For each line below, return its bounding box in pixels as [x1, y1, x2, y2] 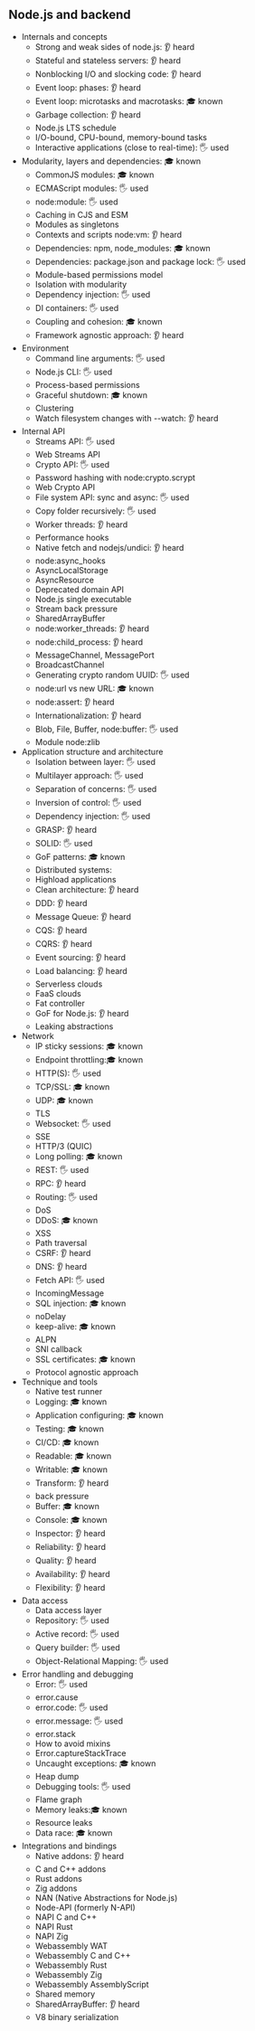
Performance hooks [34, 532, 109, 543]
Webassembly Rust [34, 1960, 108, 1970]
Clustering [34, 402, 74, 413]
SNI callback [34, 1343, 82, 1355]
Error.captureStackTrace [34, 1747, 127, 1758]
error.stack [34, 1728, 76, 1739]
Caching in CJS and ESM [34, 209, 128, 220]
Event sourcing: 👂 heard [34, 951, 127, 962]
